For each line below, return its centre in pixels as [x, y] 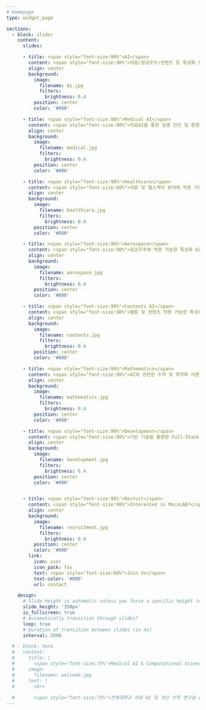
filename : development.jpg [74, 460]
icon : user [48, 562]
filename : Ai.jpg [61, 86]
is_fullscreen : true [49, 613]
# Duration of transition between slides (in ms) [87, 630]
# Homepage [20, 12]
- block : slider [32, 34]
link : [36, 556]
